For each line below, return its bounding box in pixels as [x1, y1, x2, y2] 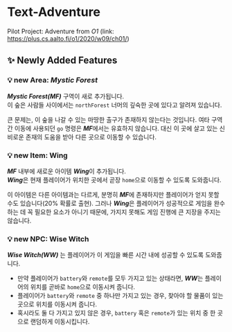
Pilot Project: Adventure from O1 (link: [7, 27, 114, 35]
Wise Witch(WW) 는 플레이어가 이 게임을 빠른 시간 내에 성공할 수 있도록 [7, 251, 204, 259]
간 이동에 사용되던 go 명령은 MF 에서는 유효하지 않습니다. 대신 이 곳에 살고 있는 [7, 124, 218, 132]
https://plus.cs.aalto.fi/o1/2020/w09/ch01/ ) [7, 34, 130, 42]
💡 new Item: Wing [7, 150, 68, 160]
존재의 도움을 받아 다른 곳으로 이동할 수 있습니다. [25, 132, 157, 141]
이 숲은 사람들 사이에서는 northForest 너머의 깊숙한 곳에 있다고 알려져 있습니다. [7, 101, 222, 109]
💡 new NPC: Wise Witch [7, 234, 89, 243]
